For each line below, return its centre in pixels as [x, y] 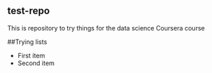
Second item [36, 63]
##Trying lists [27, 42]
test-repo [29, 11]
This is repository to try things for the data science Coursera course [106, 28]
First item [31, 55]
